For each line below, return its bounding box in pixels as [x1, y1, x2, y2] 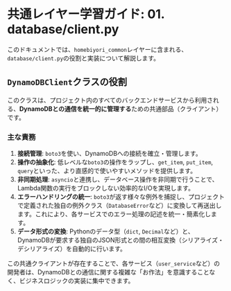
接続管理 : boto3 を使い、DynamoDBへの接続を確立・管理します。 [17, 150, 203, 158]
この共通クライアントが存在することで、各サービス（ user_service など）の [7, 259, 221, 267]
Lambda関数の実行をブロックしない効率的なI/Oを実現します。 [17, 184, 194, 193]
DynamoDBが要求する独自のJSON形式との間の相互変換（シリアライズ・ [17, 236, 224, 245]
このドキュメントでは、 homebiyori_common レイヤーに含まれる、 [7, 45, 188, 53]
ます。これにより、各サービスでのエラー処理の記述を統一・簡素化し [17, 210, 212, 218]
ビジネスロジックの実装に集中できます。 [19, 276, 135, 285]
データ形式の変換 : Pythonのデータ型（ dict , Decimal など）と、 [17, 227, 194, 236]
